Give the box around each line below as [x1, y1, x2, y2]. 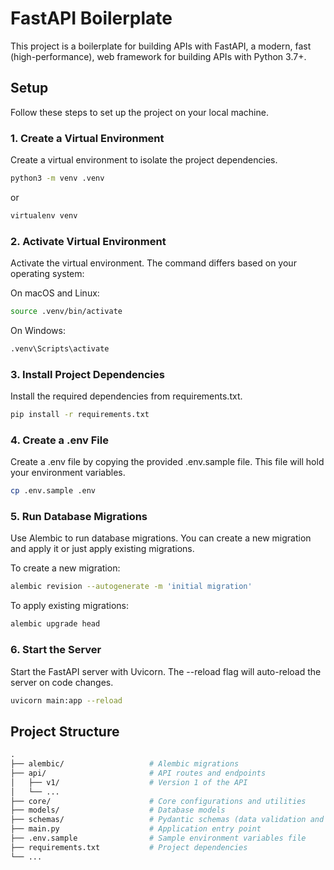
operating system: [10, 268, 85, 280]
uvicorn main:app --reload [10, 695, 123, 706]
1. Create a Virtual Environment [10, 131, 165, 145]
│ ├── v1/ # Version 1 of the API [10, 777, 248, 787]
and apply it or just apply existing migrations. [10, 543, 195, 555]
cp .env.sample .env [10, 486, 97, 496]
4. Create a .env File [10, 433, 109, 447]
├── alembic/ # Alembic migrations [10, 759, 240, 769]
